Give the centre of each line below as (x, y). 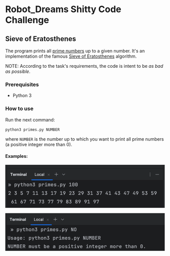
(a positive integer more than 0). (39, 145)
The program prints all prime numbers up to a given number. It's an (75, 51)
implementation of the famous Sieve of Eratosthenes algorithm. (71, 56)
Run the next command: (30, 119)
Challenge (27, 20)
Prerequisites (22, 84)
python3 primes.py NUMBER (32, 130)
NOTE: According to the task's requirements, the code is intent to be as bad (84, 66)
